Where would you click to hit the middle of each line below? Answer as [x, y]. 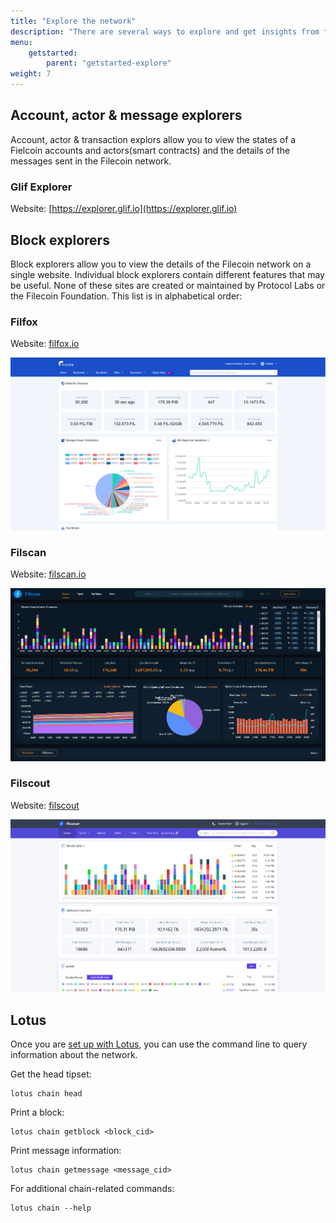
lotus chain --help [51, 1208]
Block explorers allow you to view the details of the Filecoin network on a [161, 264]
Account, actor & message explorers [126, 115]
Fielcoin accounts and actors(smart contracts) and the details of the [150, 150]
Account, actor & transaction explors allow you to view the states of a [153, 139]
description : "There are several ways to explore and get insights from [165, 31]
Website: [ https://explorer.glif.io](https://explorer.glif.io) [124, 209]
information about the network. [74, 1054]
